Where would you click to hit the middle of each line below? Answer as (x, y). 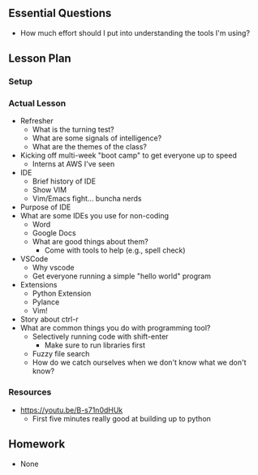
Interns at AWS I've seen (73, 164)
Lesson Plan (40, 59)
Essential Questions (60, 13)
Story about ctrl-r (49, 319)
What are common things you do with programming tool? (115, 328)
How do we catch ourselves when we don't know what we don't (139, 363)
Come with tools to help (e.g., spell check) (115, 250)
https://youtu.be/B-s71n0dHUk (71, 410)
